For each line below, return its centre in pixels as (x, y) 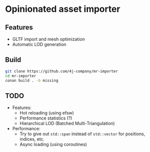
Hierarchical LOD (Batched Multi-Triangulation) (67, 123)
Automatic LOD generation (39, 44)
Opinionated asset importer (63, 9)
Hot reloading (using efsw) (47, 113)
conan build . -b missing (32, 80)
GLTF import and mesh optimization (49, 39)
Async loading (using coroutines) (53, 145)
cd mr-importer (21, 76)
